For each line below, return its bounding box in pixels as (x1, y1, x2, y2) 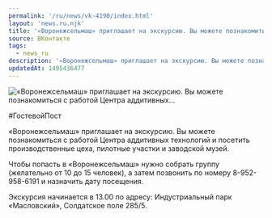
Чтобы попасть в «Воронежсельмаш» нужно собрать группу (8, 159, 220, 169)
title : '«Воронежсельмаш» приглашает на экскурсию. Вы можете (8, 27, 223, 35)
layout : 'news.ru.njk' (8, 19, 85, 27)
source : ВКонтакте (8, 34, 70, 43)
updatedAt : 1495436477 (8, 65, 85, 73)
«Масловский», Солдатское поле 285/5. (8, 200, 147, 210)
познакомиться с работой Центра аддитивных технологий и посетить (8, 135, 251, 145)
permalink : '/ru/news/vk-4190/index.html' (8, 11, 154, 20)
